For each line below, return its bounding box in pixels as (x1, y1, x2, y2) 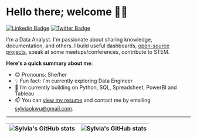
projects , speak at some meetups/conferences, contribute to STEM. (6, 48, 170, 55)
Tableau (14, 90, 35, 97)
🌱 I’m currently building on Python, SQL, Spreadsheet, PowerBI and (14, 84, 177, 91)
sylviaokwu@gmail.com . (14, 105, 74, 112)
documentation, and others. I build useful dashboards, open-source (6, 42, 170, 49)
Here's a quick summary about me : (6, 60, 93, 67)
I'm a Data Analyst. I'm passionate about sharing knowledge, (6, 36, 152, 43)
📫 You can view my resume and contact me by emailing (14, 96, 151, 103)
